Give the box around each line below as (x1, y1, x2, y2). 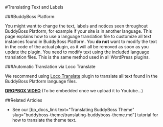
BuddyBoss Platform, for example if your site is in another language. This (5, 28, 152, 34)
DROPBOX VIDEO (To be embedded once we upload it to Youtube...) (5, 88, 143, 93)
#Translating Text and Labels (5, 4, 64, 10)
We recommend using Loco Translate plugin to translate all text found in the (5, 73, 158, 79)
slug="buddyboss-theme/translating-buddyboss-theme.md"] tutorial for (12, 112, 158, 118)
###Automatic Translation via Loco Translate (5, 63, 95, 69)
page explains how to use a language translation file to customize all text (5, 34, 152, 39)
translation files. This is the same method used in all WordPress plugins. (5, 54, 150, 60)
